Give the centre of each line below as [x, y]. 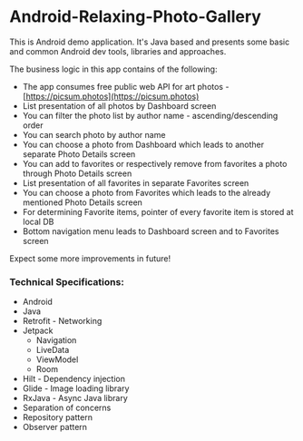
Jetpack [38, 331]
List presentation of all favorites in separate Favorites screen [136, 182]
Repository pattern [58, 417]
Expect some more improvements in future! [90, 258]
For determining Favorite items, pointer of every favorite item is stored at [158, 211]
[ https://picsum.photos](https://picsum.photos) [111, 96]
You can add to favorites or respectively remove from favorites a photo [155, 163]
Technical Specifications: [67, 281]
